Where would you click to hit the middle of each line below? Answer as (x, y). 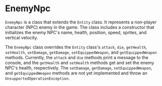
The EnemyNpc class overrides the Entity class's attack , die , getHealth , (76, 47)
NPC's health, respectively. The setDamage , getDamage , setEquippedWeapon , (79, 68)
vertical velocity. (21, 38)
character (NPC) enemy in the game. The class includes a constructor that (80, 27)
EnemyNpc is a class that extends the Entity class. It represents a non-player (81, 22)
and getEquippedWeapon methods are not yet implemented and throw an (76, 73)
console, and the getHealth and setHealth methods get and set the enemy (80, 63)
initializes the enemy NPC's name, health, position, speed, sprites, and (76, 32)
